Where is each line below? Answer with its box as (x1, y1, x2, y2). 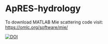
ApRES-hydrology (5, 3, 81, 14)
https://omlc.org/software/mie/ (5, 24, 68, 30)
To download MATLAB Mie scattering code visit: (5, 19, 103, 25)
